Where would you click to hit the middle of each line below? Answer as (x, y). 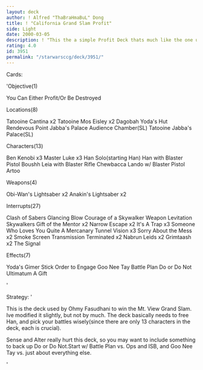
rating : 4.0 (21, 46)
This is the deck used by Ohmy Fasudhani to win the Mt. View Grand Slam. (99, 308)
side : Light (21, 29)
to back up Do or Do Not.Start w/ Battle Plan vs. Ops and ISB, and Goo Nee (99, 346)
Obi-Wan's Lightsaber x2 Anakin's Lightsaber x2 (66, 194)
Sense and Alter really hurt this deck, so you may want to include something (101, 340)
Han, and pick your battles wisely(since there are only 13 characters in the (98, 321)
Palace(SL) (20, 134)
